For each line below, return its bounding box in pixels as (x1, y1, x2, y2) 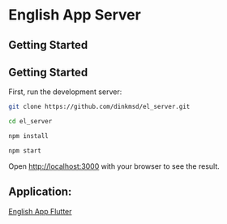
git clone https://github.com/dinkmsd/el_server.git (8, 103, 191, 111)
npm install (8, 132, 49, 140)
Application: (8, 185, 72, 199)
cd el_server (8, 118, 53, 126)
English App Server (8, 6, 142, 24)
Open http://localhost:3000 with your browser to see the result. (8, 161, 221, 171)
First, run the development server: (8, 87, 122, 97)
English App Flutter (8, 206, 72, 216)
